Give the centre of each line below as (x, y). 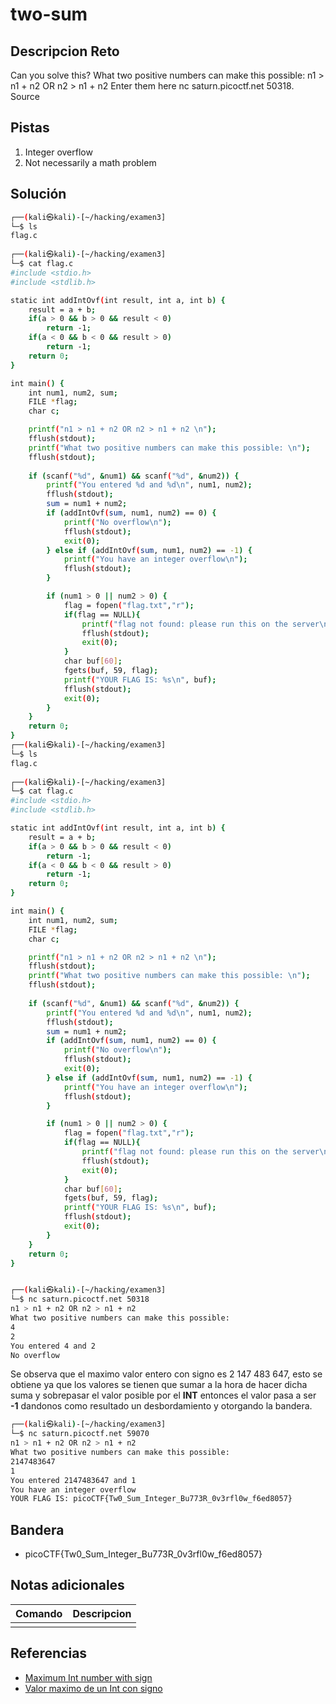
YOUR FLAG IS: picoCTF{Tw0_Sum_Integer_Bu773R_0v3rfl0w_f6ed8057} (151, 1499)
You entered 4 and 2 (53, 1346)
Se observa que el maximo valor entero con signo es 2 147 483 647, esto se (166, 1374)
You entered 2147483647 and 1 (73, 1480)
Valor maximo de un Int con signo (93, 1688)
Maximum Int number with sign (88, 1677)
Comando (39, 1613)
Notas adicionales (67, 1585)
